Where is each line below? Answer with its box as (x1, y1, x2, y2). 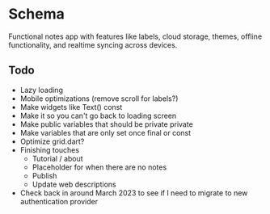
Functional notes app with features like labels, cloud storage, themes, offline (8, 31, 263, 41)
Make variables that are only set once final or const (19, 128, 192, 137)
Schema (8, 5, 65, 23)
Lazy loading (19, 85, 63, 94)
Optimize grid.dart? (19, 136, 85, 146)
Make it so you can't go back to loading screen (19, 111, 177, 120)
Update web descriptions (32, 179, 116, 189)
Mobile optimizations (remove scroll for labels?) (19, 94, 179, 103)
